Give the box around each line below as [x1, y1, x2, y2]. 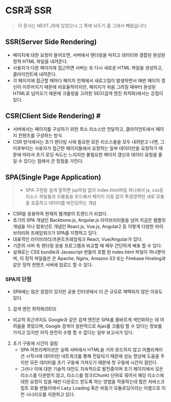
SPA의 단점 [5, 276, 32, 283]
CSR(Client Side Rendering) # [5, 112, 101, 121]
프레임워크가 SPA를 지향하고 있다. [30, 230, 98, 236]
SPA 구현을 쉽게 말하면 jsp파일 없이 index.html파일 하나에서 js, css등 [25, 187, 164, 193]
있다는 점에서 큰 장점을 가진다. [23, 158, 84, 164]
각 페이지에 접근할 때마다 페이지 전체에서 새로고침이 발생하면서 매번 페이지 [12, 77, 160, 83]
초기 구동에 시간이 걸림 [12, 340, 58, 346]
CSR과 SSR [5, 5, 52, 16]
